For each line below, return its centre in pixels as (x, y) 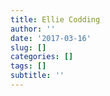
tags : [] (28, 66)
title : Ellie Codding (55, 19)
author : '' (33, 29)
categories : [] (42, 57)
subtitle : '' (37, 76)
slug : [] (28, 47)
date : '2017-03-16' (51, 38)
